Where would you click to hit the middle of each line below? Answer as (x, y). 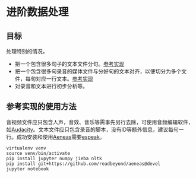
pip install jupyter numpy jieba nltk (54, 158)
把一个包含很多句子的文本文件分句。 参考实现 (69, 64)
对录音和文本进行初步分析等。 (51, 86)
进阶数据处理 (38, 12)
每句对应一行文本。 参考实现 (59, 79)
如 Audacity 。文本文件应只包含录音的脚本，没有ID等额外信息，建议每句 (93, 129)
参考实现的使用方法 (41, 107)
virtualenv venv (26, 148)
